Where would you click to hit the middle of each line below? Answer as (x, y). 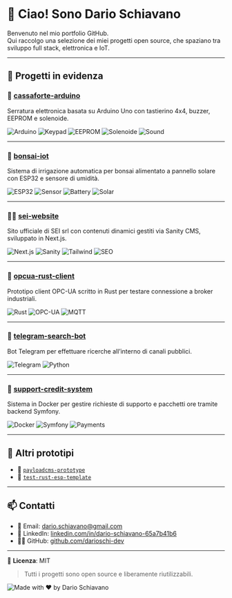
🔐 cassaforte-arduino (44, 96)
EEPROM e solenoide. (38, 118)
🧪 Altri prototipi (41, 453)
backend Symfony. (34, 412)
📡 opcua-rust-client (41, 276)
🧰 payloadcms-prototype (51, 470)
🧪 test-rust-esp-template (54, 476)
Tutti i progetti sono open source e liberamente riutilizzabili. (108, 574)
